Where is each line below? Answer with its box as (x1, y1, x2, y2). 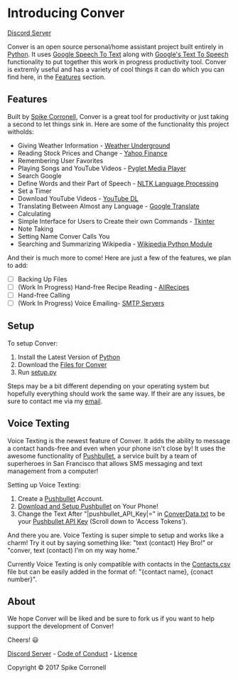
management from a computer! (7, 467, 99, 475)
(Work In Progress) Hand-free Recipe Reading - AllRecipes (17, 283, 190, 291)
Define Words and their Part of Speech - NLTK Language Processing (17, 179, 219, 187)
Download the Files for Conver (17, 360, 107, 368)
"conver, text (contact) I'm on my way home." (7, 546, 140, 554)
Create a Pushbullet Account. (17, 494, 104, 503)
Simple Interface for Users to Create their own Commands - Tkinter (17, 217, 215, 225)
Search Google (17, 171, 62, 180)
